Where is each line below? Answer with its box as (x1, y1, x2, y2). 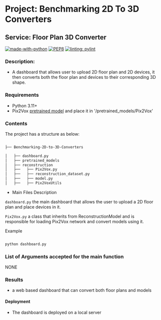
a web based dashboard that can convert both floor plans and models (12, 287, 152, 293)
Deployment (5, 298, 31, 304)
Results (5, 276, 23, 283)
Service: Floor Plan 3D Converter (5, 33, 107, 41)
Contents (5, 120, 28, 127)
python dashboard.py (5, 242, 47, 247)
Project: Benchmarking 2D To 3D (5, 3, 139, 15)
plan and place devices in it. (5, 204, 61, 210)
